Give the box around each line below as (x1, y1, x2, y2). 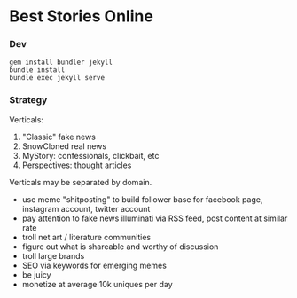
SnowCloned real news (21, 140, 107, 152)
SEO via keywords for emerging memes (21, 260, 167, 271)
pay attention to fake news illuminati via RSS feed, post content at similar (21, 213, 288, 223)
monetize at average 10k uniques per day (21, 278, 173, 289)
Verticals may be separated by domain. (9, 176, 152, 187)
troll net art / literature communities (21, 231, 152, 242)
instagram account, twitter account (21, 203, 151, 214)
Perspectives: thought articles (21, 160, 132, 170)
